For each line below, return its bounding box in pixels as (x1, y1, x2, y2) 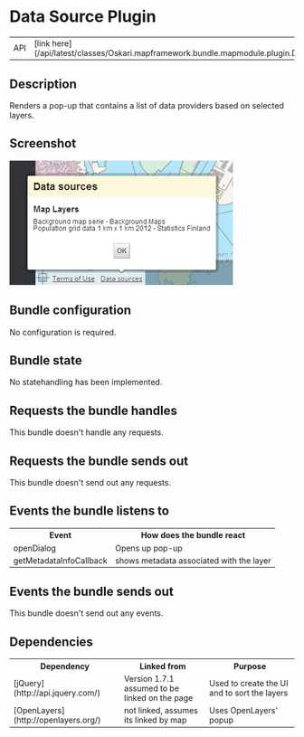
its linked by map (123, 714, 187, 725)
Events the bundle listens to (9, 504, 170, 519)
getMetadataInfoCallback (13, 554, 108, 566)
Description (9, 76, 77, 91)
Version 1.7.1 (123, 673, 175, 684)
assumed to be (123, 683, 179, 694)
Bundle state (9, 353, 83, 368)
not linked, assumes (123, 705, 199, 715)
